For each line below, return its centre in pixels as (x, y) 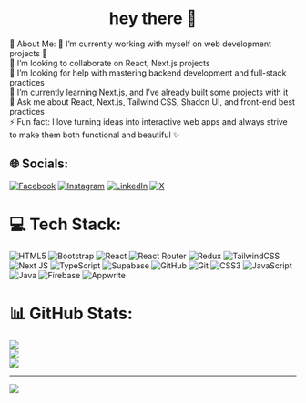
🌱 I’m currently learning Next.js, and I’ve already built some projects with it (149, 92)
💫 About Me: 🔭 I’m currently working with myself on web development (140, 44)
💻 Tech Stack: (66, 224)
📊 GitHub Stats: (71, 313)
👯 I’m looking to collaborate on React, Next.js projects (110, 63)
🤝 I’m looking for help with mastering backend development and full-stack (148, 73)
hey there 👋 (153, 19)
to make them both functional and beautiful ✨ (95, 135)
